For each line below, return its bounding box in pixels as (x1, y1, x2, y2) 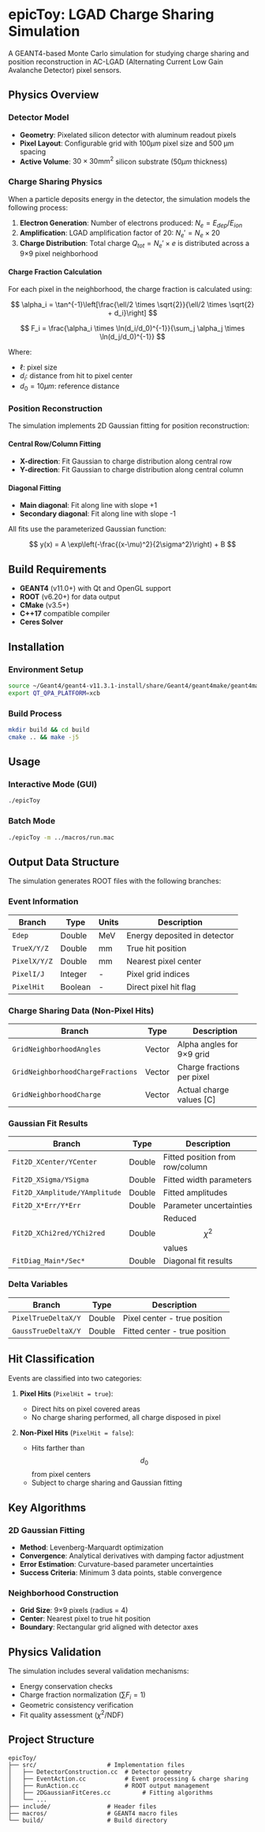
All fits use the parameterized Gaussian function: (8, 524, 167, 534)
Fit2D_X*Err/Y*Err (12, 1201, 81, 1210)
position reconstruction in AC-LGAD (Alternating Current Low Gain (8, 57, 223, 66)
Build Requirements (8, 562, 107, 576)
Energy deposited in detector (126, 929, 234, 941)
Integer (60, 968, 88, 979)
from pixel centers (31, 1470, 91, 1479)
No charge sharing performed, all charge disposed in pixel (31, 1412, 221, 1421)
